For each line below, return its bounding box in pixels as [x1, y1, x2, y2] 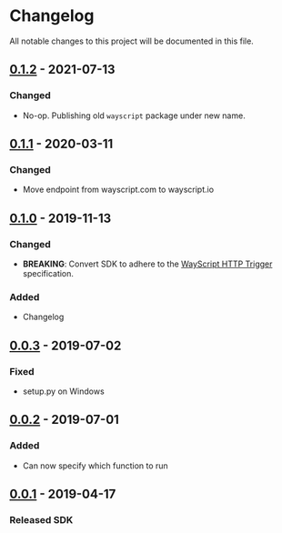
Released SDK [9, 513, 74, 526]
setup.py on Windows [22, 386, 105, 397]
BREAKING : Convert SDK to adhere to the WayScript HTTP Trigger [22, 258, 273, 269]
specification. [22, 268, 75, 278]
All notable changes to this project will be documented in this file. [9, 35, 255, 46]
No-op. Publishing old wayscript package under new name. [22, 110, 246, 121]
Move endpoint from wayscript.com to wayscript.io [22, 184, 215, 196]
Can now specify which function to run [22, 460, 168, 471]
